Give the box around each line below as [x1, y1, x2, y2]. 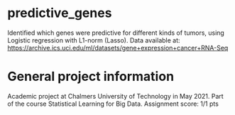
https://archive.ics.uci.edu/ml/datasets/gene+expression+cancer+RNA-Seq [7, 43, 229, 52]
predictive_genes [7, 5, 112, 21]
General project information [7, 69, 175, 84]
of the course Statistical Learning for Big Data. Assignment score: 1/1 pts [7, 99, 219, 108]
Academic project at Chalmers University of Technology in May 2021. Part [7, 92, 224, 100]
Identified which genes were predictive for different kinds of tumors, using [7, 28, 225, 37]
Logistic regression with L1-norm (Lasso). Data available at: [7, 35, 180, 44]
